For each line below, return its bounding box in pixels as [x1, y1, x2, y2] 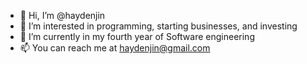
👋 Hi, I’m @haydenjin [19, 10, 106, 21]
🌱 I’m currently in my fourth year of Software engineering [19, 31, 255, 42]
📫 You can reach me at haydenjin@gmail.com [19, 42, 211, 54]
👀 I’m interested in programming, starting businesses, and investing [19, 20, 298, 32]
